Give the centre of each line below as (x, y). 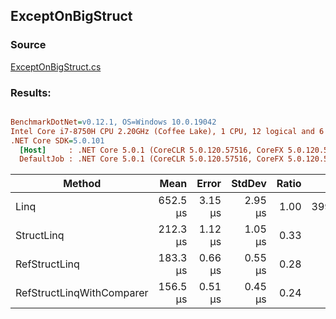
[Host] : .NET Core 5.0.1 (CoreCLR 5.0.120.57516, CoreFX (151, 150)
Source (28, 45)
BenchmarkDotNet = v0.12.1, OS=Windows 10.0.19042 (113, 122)
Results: (31, 92)
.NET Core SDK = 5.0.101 (57, 140)
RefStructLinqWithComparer (82, 293)
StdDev (249, 184)
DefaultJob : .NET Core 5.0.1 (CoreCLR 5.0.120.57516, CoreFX (151, 159)
